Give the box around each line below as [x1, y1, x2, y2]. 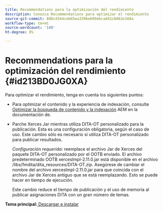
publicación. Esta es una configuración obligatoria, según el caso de [12, 126, 149, 132]
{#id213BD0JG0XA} [5, 76, 88, 87]
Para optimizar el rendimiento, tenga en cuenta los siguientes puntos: [5, 92, 144, 97]
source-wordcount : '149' [5, 25, 55, 30]
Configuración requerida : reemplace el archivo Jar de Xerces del [12, 146, 143, 152]
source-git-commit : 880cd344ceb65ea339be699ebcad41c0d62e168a [5, 16, 134, 21]
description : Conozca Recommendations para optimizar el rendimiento [5, 12, 149, 17]
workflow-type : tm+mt [5, 20, 49, 26]
